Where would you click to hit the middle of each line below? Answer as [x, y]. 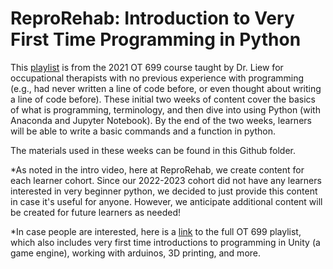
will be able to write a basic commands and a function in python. [143, 131]
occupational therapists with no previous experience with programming [157, 78]
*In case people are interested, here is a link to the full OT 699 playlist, [156, 231]
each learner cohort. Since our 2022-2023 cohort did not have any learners [166, 180]
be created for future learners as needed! [96, 212]
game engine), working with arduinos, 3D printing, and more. [136, 253]
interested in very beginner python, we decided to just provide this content [164, 191]
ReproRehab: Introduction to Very [152, 18]
